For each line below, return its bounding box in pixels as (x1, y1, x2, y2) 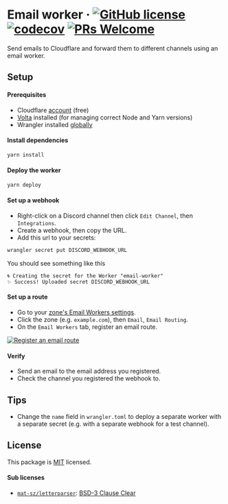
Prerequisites (7, 90, 47, 99)
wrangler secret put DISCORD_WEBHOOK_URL (7, 247, 128, 253)
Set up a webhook (7, 196, 60, 205)
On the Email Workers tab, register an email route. (16, 323, 158, 331)
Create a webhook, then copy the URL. (16, 226, 127, 234)
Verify (7, 352, 25, 360)
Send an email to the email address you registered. (16, 367, 161, 376)
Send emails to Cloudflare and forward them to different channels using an (7, 44, 218, 52)
